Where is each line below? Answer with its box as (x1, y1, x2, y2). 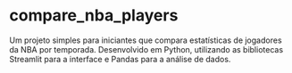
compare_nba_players (9, 5, 179, 26)
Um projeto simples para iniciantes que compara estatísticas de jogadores (9, 35, 283, 45)
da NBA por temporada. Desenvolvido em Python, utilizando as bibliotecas (9, 44, 284, 54)
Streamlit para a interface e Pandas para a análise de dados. (9, 53, 231, 64)
